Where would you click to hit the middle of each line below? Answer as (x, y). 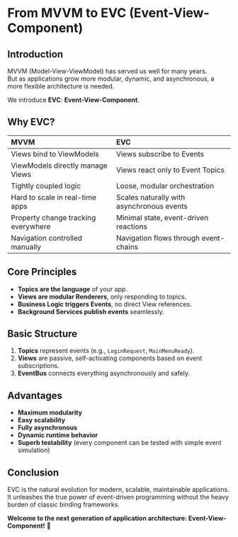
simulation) (34, 450)
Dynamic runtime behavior (58, 435)
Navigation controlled (47, 238)
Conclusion (33, 472)
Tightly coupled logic (46, 185)
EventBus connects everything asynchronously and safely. (103, 374)
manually (26, 247)
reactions (131, 226)
